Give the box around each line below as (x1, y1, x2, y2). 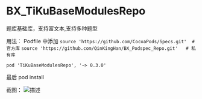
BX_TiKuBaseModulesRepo (6, 4, 146, 18)
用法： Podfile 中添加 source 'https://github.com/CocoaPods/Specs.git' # (6, 37, 195, 44)
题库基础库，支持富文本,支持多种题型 (6, 25, 98, 32)
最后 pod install (6, 73, 44, 80)
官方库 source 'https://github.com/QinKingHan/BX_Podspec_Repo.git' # (6, 45, 189, 52)
